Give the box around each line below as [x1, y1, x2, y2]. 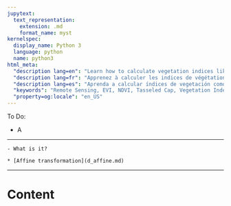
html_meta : [7, 61, 38, 68]
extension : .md [19, 23, 63, 30]
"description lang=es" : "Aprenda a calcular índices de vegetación [13, 81, 211, 87]
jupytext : [7, 10, 36, 17]
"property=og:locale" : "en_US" [13, 94, 103, 101]
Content [7, 187, 55, 203]
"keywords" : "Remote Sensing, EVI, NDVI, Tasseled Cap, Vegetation [13, 87, 211, 94]
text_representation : [13, 17, 76, 23]
